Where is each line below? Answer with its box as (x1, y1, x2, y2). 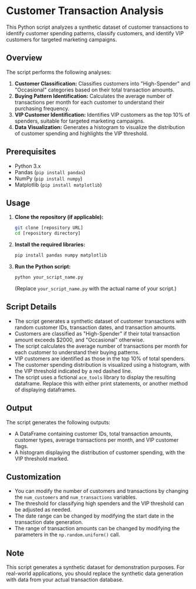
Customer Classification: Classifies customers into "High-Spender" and (14, 80, 191, 87)
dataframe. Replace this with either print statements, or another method (14, 380, 188, 387)
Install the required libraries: (14, 241, 86, 248)
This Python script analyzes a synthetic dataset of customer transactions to (6, 23, 189, 31)
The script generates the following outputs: (6, 418, 110, 426)
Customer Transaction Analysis (6, 4, 164, 18)
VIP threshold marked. (14, 455, 69, 462)
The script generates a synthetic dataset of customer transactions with (14, 317, 187, 324)
